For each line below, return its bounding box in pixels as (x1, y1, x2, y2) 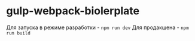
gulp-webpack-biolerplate (6, 4, 140, 18)
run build (6, 30, 31, 36)
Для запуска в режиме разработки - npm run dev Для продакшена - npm (6, 24, 190, 31)
